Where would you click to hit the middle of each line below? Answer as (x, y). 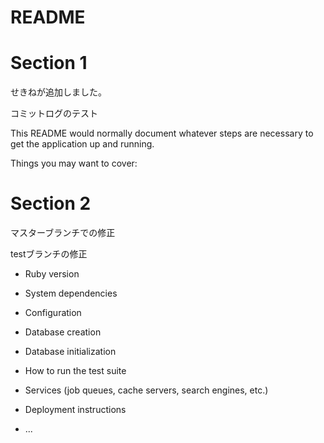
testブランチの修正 (49, 254)
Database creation (63, 332)
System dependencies (71, 293)
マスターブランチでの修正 (63, 233)
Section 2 (51, 203)
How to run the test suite (75, 371)
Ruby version (52, 274)
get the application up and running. (82, 144)
